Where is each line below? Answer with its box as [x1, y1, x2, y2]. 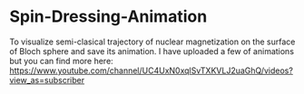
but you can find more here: [9, 55, 113, 66]
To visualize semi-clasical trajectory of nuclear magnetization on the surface [9, 36, 296, 47]
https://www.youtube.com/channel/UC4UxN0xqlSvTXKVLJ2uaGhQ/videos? [9, 65, 293, 76]
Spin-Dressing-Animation [9, 6, 208, 27]
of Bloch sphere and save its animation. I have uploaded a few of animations [9, 45, 295, 56]
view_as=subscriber [9, 74, 84, 85]
